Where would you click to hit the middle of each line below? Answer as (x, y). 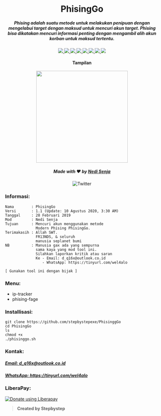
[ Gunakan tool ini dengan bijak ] (41, 271)
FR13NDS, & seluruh (56, 237)
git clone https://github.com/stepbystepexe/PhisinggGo (63, 322)
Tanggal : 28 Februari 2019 (38, 215)
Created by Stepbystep (41, 408)
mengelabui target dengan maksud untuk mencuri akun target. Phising (82, 28)
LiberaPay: (18, 388)
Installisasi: (19, 312)
